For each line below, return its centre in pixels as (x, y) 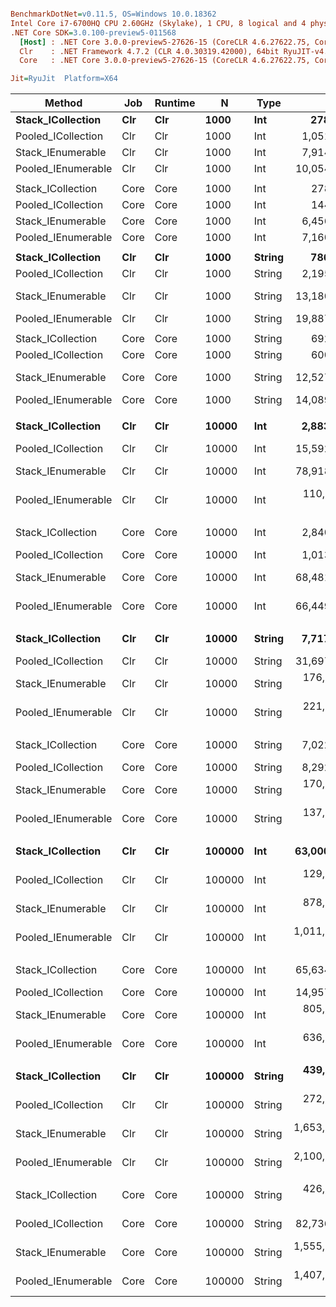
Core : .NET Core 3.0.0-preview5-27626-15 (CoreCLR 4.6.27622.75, (165, 61)
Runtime (175, 103)
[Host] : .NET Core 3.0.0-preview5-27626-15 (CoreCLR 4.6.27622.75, (165, 42)
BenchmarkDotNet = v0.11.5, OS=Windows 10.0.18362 (113, 14)
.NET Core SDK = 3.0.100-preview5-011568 (93, 32)
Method (63, 103)
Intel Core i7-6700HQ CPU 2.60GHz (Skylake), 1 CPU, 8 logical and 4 (158, 23)
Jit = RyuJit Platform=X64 (64, 79)
